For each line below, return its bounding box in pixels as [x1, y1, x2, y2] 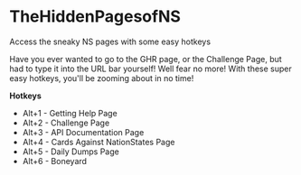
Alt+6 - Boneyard [22, 155, 88, 166]
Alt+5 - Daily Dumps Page [22, 146, 119, 157]
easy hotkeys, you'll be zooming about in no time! [9, 72, 194, 83]
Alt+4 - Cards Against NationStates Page [22, 136, 175, 147]
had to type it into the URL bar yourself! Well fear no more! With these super [9, 63, 292, 74]
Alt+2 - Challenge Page [22, 117, 110, 128]
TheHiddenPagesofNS [9, 6, 181, 27]
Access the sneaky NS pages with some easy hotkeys [9, 36, 211, 47]
